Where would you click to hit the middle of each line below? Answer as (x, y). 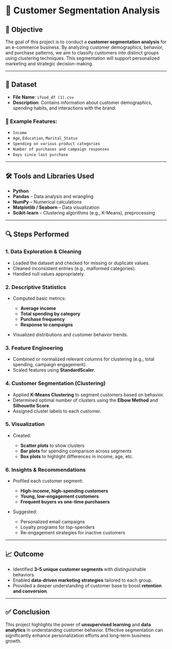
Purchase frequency (42, 319)
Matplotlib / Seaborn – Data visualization (56, 207)
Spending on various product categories (56, 144)
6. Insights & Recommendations (46, 470)
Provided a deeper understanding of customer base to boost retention (87, 585)
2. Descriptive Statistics (36, 287)
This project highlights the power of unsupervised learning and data (78, 624)
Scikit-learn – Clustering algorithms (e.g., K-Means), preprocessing (84, 212)
